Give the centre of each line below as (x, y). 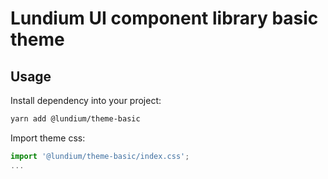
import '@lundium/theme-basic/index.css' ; (100, 156)
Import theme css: (48, 138)
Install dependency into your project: (86, 100)
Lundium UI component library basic (164, 18)
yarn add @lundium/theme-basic (75, 119)
